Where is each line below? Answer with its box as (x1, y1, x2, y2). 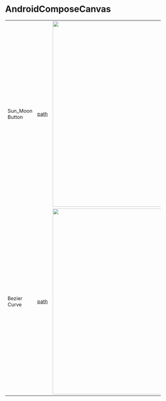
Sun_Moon (7, 107, 33, 114)
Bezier (7, 295, 23, 301)
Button (7, 113, 23, 120)
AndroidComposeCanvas (5, 3, 111, 15)
